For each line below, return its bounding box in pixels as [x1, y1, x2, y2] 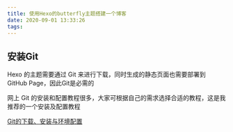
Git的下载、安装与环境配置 [7, 117, 83, 126]
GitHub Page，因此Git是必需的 [7, 79, 95, 88]
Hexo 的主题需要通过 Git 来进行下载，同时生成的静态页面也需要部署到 [7, 70, 207, 79]
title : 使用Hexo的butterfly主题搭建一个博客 [7, 10, 127, 17]
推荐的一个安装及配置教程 [7, 102, 81, 111]
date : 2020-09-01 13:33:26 [7, 17, 86, 24]
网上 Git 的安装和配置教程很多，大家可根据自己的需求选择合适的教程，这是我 [7, 94, 226, 102]
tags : [7, 23, 23, 30]
